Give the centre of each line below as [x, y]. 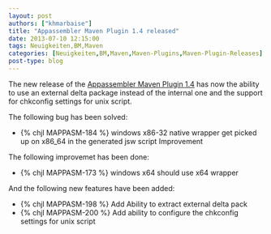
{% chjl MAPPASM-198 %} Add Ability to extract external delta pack [133, 204]
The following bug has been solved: [68, 117]
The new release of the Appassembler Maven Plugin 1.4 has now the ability [134, 84]
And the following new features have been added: [92, 188]
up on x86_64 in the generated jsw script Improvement [112, 141]
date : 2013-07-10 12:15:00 [54, 38]
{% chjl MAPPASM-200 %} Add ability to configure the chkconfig [129, 212]
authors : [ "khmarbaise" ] [50, 23]
